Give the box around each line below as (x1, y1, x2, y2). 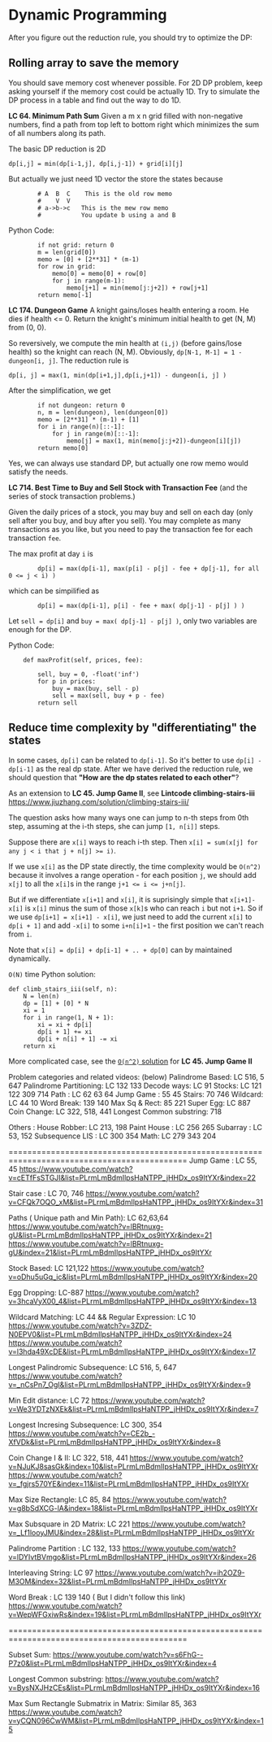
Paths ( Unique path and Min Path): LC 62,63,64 (8, 1212, 169, 1222)
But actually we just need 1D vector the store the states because (8, 173, 223, 184)
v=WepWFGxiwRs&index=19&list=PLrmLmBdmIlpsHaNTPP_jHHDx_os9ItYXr (8, 1609, 261, 1619)
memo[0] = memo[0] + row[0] (51, 269, 148, 277)
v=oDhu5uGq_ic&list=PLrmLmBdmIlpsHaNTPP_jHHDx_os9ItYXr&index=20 (8, 1272, 258, 1281)
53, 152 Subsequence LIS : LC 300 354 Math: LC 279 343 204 (8, 1131, 217, 1141)
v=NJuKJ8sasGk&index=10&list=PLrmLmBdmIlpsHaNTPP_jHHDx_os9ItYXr (8, 1461, 259, 1471)
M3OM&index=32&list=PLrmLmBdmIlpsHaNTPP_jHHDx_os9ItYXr (8, 1576, 227, 1586)
